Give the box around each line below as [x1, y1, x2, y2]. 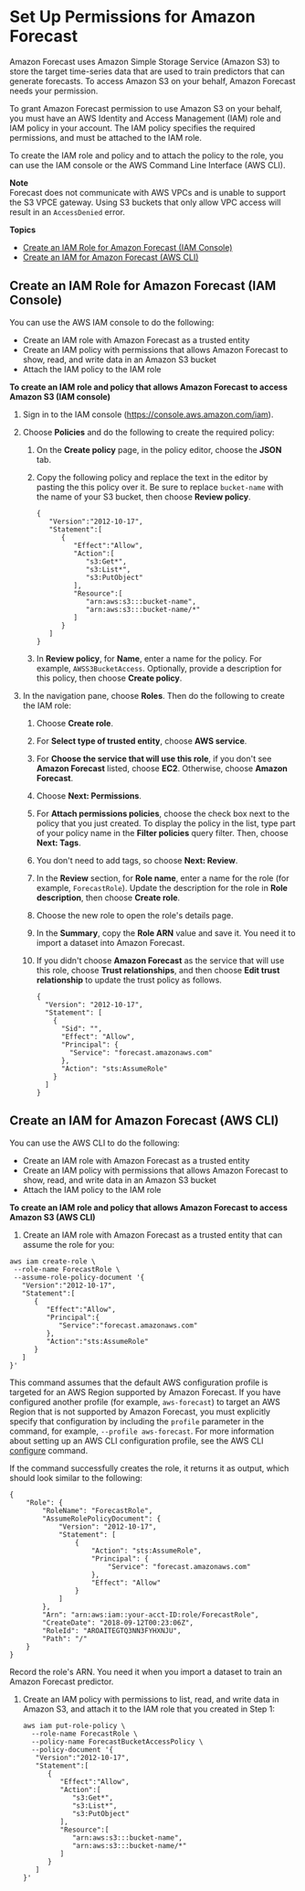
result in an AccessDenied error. [9, 206, 126, 217]
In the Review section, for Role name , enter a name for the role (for [36, 872, 289, 884]
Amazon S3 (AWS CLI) [9, 1211, 96, 1222]
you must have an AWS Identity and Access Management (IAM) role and [9, 113, 281, 124]
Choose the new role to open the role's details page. [36, 909, 234, 920]
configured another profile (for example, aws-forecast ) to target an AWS [9, 1396, 281, 1407]
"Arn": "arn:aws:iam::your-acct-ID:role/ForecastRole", [42, 1610, 259, 1619]
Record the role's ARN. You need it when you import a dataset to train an [9, 1666, 283, 1677]
